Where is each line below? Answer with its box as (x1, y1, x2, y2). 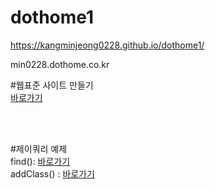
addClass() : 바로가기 (10, 167, 95, 180)
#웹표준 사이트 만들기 (10, 79, 94, 91)
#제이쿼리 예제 (10, 142, 68, 155)
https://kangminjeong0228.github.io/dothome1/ (10, 39, 205, 51)
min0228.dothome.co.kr (10, 58, 110, 70)
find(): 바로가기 (10, 155, 71, 167)
